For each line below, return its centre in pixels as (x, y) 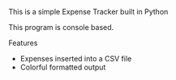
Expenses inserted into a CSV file (76, 59)
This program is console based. (61, 27)
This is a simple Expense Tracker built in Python (88, 12)
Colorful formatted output (63, 67)
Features (23, 43)
